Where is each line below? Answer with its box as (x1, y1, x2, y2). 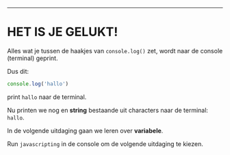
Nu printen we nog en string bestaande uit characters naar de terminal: (7, 106, 209, 114)
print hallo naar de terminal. (7, 93, 87, 101)
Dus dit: (7, 67, 29, 75)
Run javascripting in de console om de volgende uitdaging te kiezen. (7, 139, 203, 147)
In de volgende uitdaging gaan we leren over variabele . (7, 126, 164, 135)
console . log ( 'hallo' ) (7, 80, 69, 87)
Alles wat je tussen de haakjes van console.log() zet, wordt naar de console (7, 46, 223, 55)
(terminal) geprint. (7, 54, 58, 62)
